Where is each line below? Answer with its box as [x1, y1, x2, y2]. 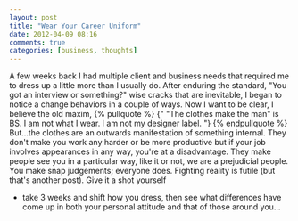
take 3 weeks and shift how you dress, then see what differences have [21, 192, 282, 203]
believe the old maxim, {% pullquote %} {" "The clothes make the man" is [9, 109, 279, 119]
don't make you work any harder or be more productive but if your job [9, 137, 266, 148]
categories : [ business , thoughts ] [9, 46, 138, 55]
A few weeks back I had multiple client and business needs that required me [9, 70, 290, 81]
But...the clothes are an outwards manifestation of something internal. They [9, 127, 287, 138]
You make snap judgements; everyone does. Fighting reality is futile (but [9, 166, 276, 176]
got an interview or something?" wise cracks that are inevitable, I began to [9, 90, 283, 101]
